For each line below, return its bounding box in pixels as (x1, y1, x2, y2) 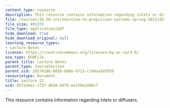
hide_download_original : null (5, 36, 69, 41)
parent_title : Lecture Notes (5, 59, 67, 64)
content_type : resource (5, 7, 56, 13)
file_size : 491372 (5, 21, 44, 27)
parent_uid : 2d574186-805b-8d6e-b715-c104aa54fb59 (5, 69, 114, 74)
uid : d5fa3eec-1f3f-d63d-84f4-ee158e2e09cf (5, 83, 99, 88)
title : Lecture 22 (5, 78, 44, 83)
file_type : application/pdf (5, 26, 65, 31)
